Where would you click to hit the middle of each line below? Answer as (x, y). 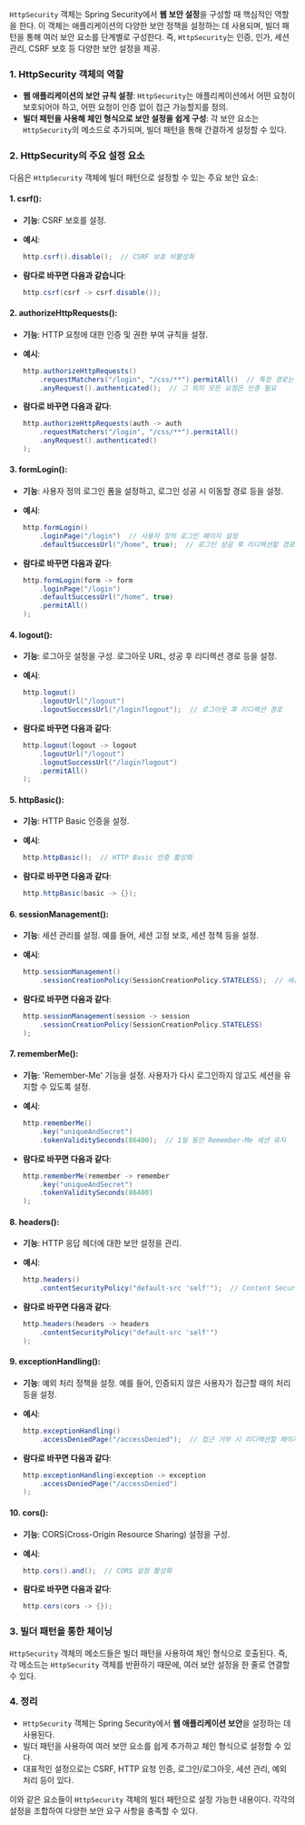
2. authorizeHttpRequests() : (64, 313)
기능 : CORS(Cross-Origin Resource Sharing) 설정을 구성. (126, 1534)
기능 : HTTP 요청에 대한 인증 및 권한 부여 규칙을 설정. (115, 334)
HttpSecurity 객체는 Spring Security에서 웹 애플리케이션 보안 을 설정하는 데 (157, 1723)
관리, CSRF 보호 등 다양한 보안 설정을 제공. (85, 48)
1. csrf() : (26, 198)
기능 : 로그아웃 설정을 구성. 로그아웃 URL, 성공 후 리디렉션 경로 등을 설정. (150, 656)
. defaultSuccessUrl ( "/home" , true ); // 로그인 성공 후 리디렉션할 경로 (167, 544)
